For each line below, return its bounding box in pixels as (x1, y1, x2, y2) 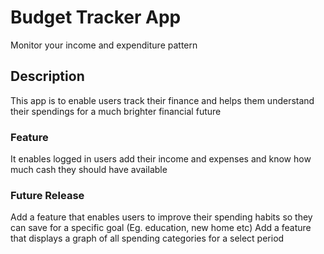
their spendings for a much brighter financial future (10, 105, 222, 117)
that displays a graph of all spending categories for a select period (10, 232, 285, 245)
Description (10, 68, 85, 85)
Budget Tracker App (10, 6, 182, 29)
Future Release (10, 188, 85, 202)
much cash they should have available (10, 164, 168, 176)
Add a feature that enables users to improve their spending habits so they (10, 211, 313, 223)
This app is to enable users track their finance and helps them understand (10, 94, 315, 106)
